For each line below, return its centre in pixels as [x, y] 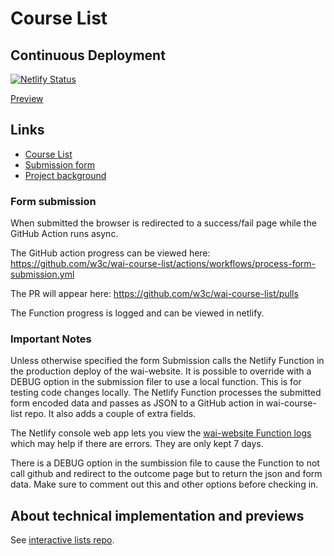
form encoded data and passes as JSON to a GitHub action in [137, 403]
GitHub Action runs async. [64, 234]
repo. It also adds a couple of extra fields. [110, 414]
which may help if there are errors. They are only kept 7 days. [137, 444]
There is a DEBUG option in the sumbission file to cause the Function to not [165, 463]
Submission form [59, 164]
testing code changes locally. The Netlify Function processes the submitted [166, 393]
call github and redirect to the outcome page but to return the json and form [166, 474]
